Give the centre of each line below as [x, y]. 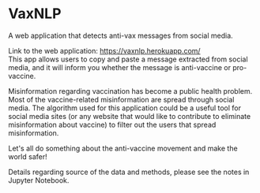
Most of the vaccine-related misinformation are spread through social [121, 99]
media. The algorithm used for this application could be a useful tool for [125, 108]
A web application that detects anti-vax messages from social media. [121, 35]
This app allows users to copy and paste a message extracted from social [128, 59]
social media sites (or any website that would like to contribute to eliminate [130, 116]
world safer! [28, 156]
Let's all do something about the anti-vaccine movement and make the [123, 148]
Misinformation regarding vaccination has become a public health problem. [130, 91]
